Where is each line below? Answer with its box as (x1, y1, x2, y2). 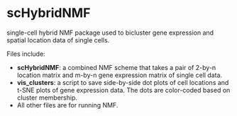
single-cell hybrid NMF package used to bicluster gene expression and (6, 28, 214, 37)
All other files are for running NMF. (16, 100, 118, 109)
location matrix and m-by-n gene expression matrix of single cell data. (16, 71, 223, 79)
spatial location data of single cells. (6, 35, 110, 44)
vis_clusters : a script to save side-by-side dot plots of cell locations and (16, 78, 229, 86)
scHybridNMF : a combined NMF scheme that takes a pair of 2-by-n (16, 63, 216, 71)
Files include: (6, 50, 45, 58)
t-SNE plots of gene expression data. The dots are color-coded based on (16, 86, 231, 94)
